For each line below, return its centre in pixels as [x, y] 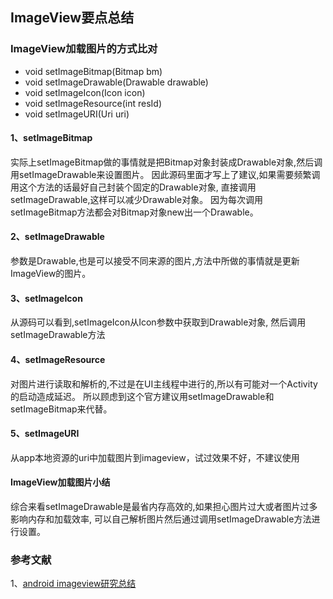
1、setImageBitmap [51, 138]
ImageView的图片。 [51, 274]
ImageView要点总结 [72, 18]
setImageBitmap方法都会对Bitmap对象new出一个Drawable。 [134, 212]
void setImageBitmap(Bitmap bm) [93, 71]
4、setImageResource [58, 359]
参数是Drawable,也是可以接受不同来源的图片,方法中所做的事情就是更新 [155, 261]
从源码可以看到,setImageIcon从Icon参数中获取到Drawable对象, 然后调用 [158, 322]
